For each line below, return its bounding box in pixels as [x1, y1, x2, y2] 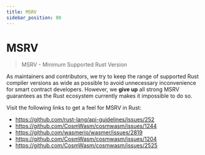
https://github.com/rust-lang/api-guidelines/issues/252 [15, 116, 155, 123]
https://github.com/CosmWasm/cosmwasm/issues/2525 [15, 142, 158, 150]
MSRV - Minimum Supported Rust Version [21, 61, 127, 68]
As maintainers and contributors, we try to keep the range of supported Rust [6, 73, 199, 80]
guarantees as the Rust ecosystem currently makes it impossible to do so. [6, 92, 193, 99]
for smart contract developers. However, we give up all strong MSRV [6, 86, 179, 93]
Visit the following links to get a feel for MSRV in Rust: [6, 104, 142, 112]
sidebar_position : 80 [6, 15, 62, 21]
